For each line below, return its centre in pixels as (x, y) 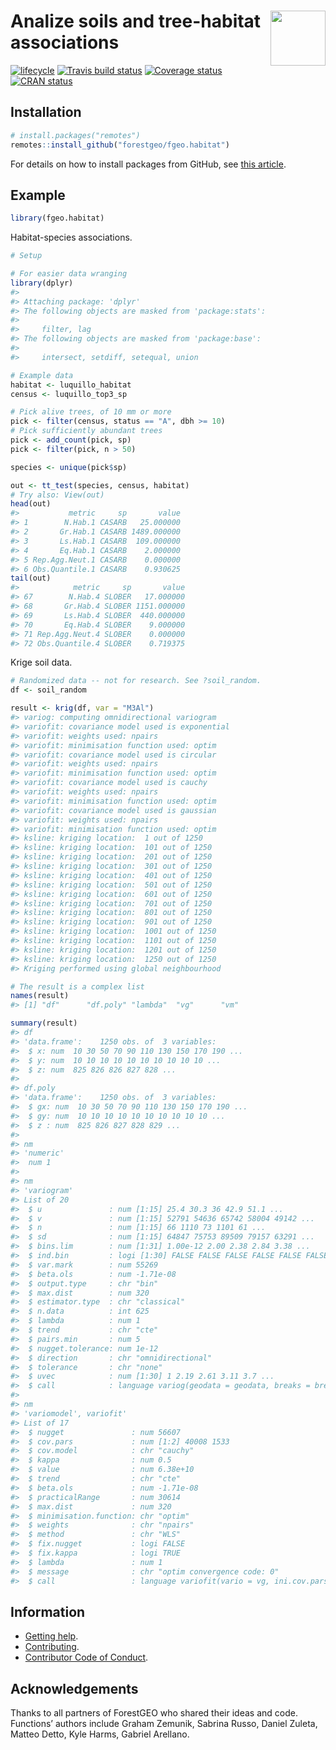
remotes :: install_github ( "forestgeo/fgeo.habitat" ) (120, 145)
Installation (46, 112)
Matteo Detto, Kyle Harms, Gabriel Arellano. (100, 1734)
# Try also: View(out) (57, 495)
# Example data (42, 375)
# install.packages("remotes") (75, 135)
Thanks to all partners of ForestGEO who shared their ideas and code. (154, 1713)
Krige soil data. (41, 662)
